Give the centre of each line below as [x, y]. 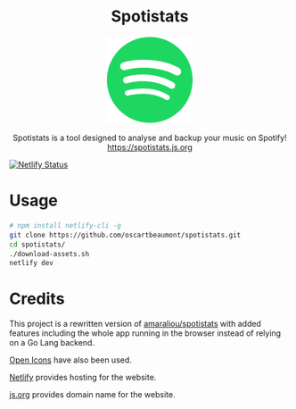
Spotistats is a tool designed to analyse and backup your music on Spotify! [150, 138]
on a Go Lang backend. [52, 343]
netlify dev [31, 263]
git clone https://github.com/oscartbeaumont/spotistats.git [125, 235]
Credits [37, 299]
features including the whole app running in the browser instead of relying [145, 333]
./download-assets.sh [49, 254]
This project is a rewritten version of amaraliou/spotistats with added [135, 324]
